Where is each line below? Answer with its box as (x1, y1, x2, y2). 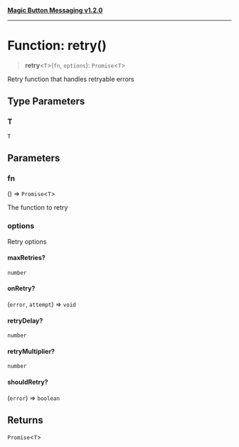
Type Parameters (7, 95, 85, 107)
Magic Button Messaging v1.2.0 (7, 6, 103, 14)
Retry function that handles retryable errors (7, 75, 134, 83)
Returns (7, 414, 44, 426)
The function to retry (7, 203, 68, 212)
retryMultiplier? (7, 347, 55, 355)
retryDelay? (7, 316, 43, 325)
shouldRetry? (7, 378, 48, 387)
